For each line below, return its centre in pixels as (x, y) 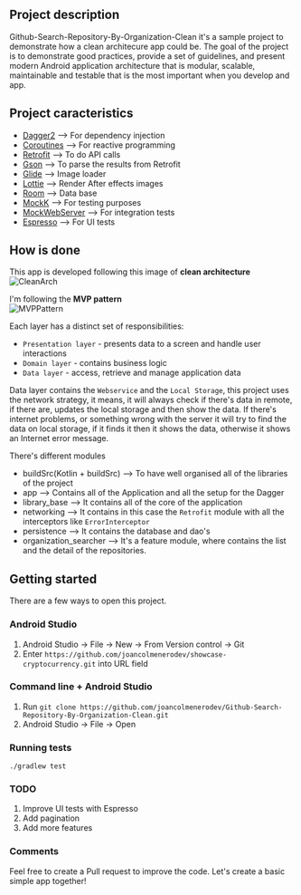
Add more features (57, 828)
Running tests (41, 747)
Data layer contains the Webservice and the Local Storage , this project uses (149, 390)
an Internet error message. (59, 438)
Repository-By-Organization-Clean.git (95, 715)
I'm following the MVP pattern (66, 299)
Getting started (53, 579)
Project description (65, 15)
